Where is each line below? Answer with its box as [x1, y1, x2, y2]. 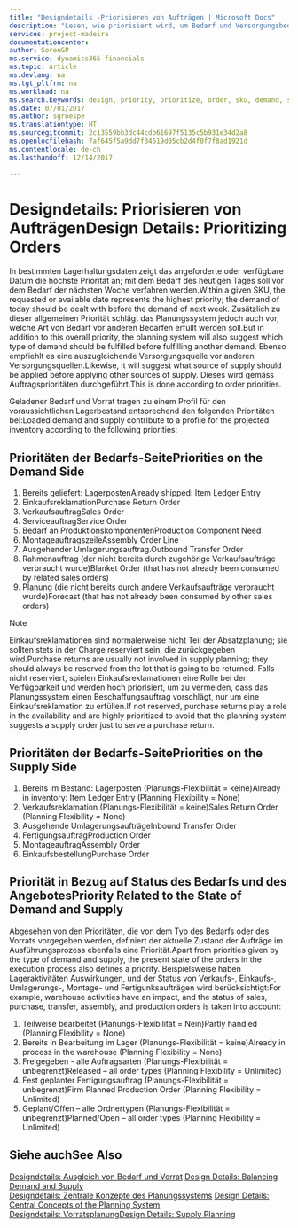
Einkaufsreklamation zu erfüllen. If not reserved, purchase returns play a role [9, 701, 287, 712]
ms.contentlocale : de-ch [9, 145, 101, 153]
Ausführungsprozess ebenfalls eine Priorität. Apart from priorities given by [9, 944, 279, 955]
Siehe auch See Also [9, 1147, 122, 1162]
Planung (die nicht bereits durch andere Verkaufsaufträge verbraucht [21, 582, 275, 592]
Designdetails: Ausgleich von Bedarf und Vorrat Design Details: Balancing [9, 1171, 278, 1182]
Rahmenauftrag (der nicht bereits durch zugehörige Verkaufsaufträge [21, 553, 277, 564]
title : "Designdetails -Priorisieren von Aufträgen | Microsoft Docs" [9, 12, 276, 22]
